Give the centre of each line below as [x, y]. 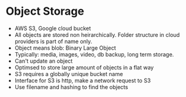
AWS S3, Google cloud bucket [53, 28]
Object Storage [45, 11]
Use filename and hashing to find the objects [71, 87]
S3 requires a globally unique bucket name [69, 74]
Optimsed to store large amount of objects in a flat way [84, 67]
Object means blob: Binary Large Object [65, 48]
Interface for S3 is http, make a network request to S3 [83, 80]
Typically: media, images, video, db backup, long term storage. [94, 54]
